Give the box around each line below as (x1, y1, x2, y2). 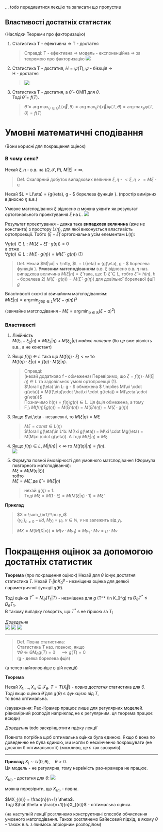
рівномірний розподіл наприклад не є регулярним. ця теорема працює (5, 710, 153, 716)
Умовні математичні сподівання (5, 127, 143, 138)
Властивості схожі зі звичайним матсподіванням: (5, 290, 108, 296)
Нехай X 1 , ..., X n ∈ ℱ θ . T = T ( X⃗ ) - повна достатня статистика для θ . (5, 684, 146, 691)
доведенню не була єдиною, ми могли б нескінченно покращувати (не (5, 739, 152, 745)
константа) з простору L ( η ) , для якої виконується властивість (5, 226, 133, 232)
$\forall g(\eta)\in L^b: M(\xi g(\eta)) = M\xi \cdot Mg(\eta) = (24, 428, 144, 434)
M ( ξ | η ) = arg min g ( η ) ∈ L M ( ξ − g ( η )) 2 (5, 296, 78, 304)
